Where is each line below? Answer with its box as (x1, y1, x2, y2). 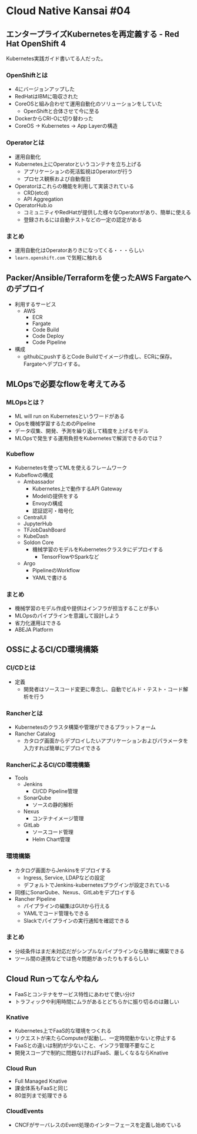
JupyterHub (23, 520, 53, 527)
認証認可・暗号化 (32, 507, 74, 514)
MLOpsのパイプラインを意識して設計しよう (14, 612, 120, 619)
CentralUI (23, 513, 47, 520)
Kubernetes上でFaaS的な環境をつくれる (14, 1027, 112, 1034)
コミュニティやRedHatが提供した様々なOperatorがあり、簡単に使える (23, 208, 191, 215)
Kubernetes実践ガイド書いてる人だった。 (6, 55, 106, 62)
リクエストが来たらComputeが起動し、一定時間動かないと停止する (14, 1034, 176, 1042)
